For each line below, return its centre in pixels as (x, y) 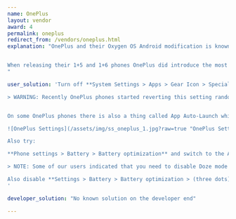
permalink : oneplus (36, 33)
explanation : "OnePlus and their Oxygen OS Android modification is (110, 46)
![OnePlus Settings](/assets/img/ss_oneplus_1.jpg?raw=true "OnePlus (111, 128)
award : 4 (20, 27)
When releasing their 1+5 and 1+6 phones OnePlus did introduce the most (118, 65)
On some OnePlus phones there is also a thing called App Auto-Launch (113, 116)
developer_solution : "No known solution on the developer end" (102, 198)
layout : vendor (29, 20)
